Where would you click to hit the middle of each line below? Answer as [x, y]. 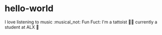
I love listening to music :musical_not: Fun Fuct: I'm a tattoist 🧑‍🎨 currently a [81, 22]
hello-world [29, 9]
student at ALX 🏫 [22, 27]
